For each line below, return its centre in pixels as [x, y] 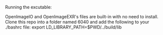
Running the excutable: [29, 7]
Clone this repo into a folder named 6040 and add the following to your [77, 22]
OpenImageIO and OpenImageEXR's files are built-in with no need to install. [82, 17]
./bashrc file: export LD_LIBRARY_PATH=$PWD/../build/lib [64, 27]
